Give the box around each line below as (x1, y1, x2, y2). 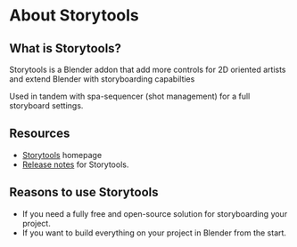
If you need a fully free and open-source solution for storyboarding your (21, 208, 288, 219)
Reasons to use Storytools (9, 185, 159, 200)
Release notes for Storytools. (21, 159, 129, 170)
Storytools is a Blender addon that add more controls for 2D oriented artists (9, 64, 286, 75)
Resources (9, 126, 70, 141)
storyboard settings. (9, 100, 84, 111)
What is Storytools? (9, 41, 122, 56)
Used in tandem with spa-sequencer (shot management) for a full (9, 91, 251, 101)
